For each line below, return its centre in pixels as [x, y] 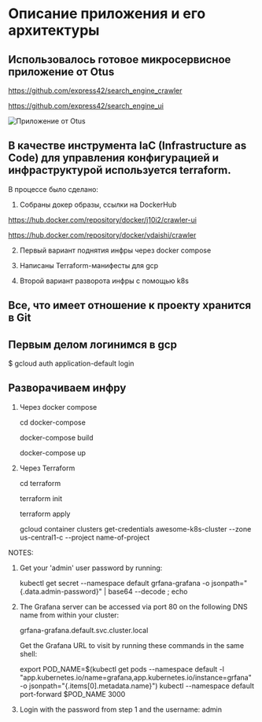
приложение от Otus [61, 72]
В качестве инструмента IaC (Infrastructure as [127, 146]
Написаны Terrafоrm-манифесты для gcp [89, 265]
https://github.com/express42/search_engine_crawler [95, 90]
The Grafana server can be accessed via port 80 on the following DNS [133, 606]
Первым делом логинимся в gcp [92, 344]
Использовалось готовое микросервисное [120, 59]
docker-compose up [53, 452]
